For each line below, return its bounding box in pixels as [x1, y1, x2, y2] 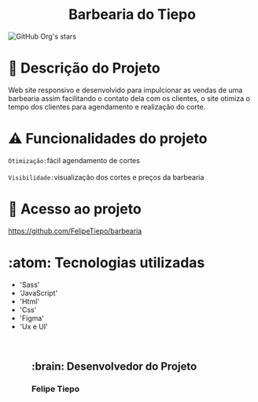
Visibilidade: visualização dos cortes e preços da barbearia [8, 172, 205, 182]
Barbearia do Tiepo [68, 6, 197, 24]
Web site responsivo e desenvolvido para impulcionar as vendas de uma [8, 85, 243, 95]
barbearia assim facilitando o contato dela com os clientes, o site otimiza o [8, 93, 250, 103]
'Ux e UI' [19, 322, 49, 331]
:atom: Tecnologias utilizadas [8, 254, 205, 271]
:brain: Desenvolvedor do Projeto [31, 360, 197, 374]
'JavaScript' [19, 288, 58, 297]
